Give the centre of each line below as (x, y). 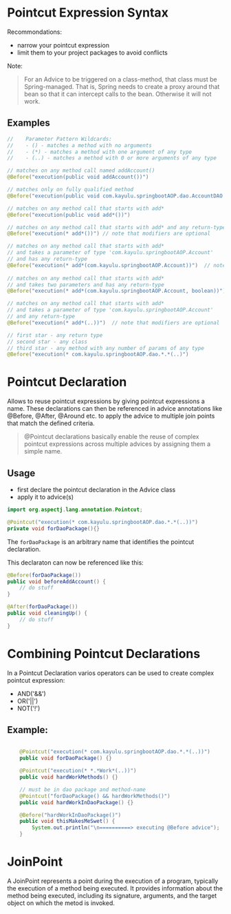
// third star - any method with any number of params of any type (106, 348)
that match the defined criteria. (51, 423)
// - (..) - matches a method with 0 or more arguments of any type (112, 158)
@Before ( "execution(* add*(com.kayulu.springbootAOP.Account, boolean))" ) (117, 291)
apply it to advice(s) (45, 497)
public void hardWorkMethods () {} (69, 777)
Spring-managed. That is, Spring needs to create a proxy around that (122, 86)
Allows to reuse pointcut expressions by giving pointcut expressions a (106, 401)
